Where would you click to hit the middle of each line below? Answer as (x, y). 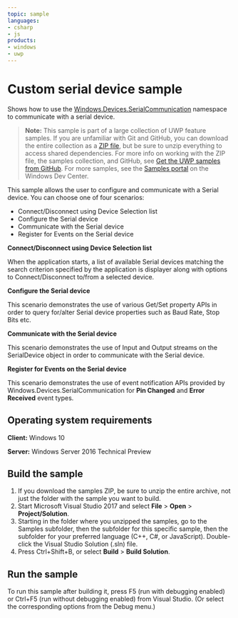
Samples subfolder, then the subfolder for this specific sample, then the (123, 529)
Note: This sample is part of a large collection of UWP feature (115, 130)
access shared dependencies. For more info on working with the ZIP (125, 153)
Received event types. (41, 398)
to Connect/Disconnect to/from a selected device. (81, 276)
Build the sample (45, 474)
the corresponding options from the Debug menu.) (81, 607)
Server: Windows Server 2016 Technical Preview (79, 452)
